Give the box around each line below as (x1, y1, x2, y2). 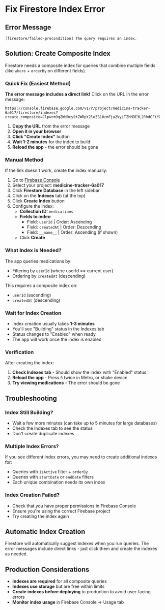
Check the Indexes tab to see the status (12, 425, 93, 431)
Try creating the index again (12, 513, 69, 519)
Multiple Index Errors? (5, 443, 59, 449)
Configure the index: (12, 203, 54, 209)
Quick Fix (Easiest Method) (5, 80, 71, 87)
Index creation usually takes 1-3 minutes (12, 321, 95, 326)
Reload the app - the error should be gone (12, 144, 99, 150)
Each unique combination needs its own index (12, 479, 106, 485)
